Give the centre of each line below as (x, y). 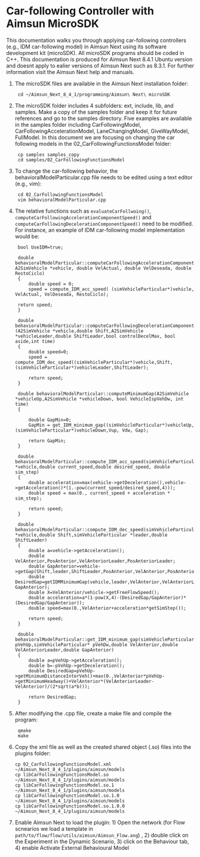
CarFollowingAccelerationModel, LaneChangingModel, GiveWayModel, (102, 131)
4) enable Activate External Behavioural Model (72, 847)
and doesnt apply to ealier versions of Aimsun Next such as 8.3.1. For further (100, 65)
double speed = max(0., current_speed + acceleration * (99, 493)
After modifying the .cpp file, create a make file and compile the (93, 713)
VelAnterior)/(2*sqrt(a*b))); (53, 686)
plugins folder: (33, 753)
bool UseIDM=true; (41, 247)
